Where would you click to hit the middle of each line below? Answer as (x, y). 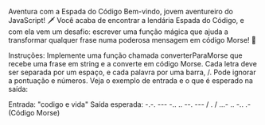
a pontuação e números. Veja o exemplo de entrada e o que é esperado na (131, 81)
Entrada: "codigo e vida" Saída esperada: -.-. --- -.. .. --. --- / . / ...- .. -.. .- (130, 104)
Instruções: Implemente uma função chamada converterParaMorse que (125, 55)
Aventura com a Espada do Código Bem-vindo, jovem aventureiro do (121, 11)
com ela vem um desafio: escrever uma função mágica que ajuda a (118, 32)
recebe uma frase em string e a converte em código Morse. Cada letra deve (132, 64)
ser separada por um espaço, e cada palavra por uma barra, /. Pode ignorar (132, 72)
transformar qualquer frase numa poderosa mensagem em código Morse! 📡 (132, 40)
